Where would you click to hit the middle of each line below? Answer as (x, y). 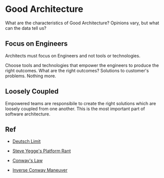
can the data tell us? (26, 28)
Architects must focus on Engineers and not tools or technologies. (73, 56)
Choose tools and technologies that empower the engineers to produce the (82, 65)
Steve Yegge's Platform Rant (41, 151)
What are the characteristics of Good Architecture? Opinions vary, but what (82, 23)
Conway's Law (28, 161)
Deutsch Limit (26, 141)
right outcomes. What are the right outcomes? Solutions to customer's (77, 70)
